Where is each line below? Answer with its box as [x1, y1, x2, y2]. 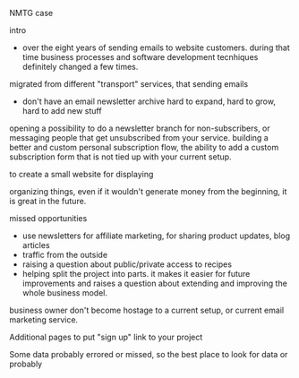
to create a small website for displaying [9, 169, 154, 179]
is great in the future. [9, 196, 87, 206]
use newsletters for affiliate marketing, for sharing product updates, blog [21, 230, 291, 241]
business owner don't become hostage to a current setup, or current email [9, 305, 285, 315]
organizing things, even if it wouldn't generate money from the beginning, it [9, 186, 287, 196]
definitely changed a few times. [21, 62, 139, 72]
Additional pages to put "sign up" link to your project [9, 331, 203, 342]
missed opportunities [9, 213, 88, 223]
